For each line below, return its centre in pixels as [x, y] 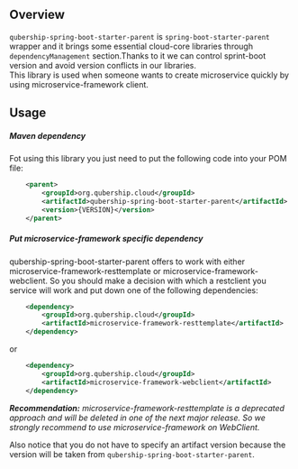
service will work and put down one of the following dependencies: [134, 290]
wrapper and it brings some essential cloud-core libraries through [131, 46]
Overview [37, 15]
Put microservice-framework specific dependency [106, 239]
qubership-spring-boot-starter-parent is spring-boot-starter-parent [140, 36]
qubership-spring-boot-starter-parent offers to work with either [127, 262]
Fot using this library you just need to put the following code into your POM [148, 159]
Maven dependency [48, 135]
